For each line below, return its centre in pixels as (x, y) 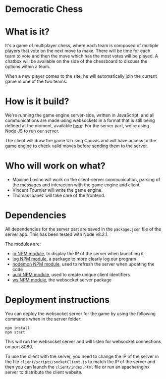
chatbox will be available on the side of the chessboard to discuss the (76, 61)
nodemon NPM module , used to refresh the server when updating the (83, 264)
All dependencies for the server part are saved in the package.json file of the (83, 229)
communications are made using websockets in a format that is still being (80, 120)
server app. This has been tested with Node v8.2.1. (57, 234)
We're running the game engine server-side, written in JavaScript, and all (80, 115)
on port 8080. (19, 347)
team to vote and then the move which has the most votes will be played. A (82, 56)
